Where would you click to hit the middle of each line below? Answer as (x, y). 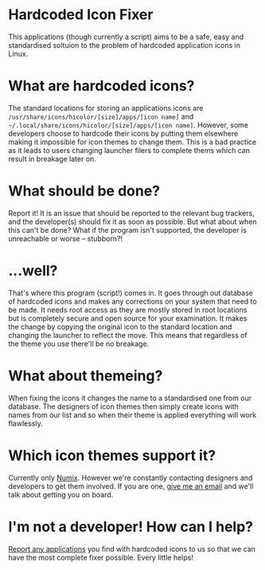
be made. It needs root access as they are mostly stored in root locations (128, 309)
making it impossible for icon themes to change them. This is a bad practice (132, 142)
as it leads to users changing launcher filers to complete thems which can (129, 150)
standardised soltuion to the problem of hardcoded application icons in (125, 45)
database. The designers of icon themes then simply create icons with (123, 406)
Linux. (18, 53)
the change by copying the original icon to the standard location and (120, 326)
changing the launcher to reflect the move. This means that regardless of (128, 335)
